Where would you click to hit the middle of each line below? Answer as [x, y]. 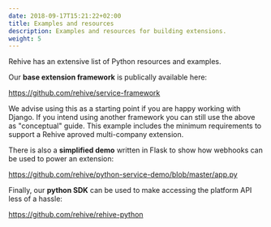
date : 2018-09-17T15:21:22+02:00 [65, 16]
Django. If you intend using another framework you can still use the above [132, 118]
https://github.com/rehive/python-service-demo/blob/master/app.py [123, 174]
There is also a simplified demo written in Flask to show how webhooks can [136, 150]
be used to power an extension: [61, 159]
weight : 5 [25, 39]
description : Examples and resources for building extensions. [118, 31]
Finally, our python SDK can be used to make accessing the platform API [130, 191]
